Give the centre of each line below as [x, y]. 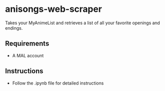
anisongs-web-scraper [54, 9]
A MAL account [28, 55]
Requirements [27, 44]
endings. [14, 28]
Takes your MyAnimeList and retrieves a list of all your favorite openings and [82, 23]
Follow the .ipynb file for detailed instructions [58, 83]
